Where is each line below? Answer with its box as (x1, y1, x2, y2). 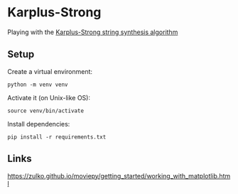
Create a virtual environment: (7, 67, 93, 75)
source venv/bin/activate (7, 107, 84, 114)
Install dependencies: (7, 119, 70, 128)
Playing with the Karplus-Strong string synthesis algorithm (7, 28, 178, 36)
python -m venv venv (7, 81, 69, 88)
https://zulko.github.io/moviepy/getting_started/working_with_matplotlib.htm (7, 171, 231, 180)
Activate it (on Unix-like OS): (7, 93, 91, 102)
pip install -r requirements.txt (7, 133, 107, 141)
